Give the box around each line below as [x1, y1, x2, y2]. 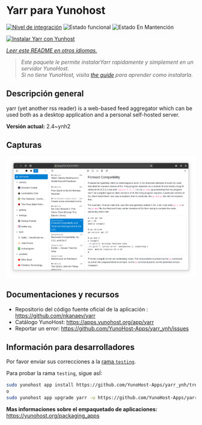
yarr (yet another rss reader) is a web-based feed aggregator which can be [6, 105, 192, 112]
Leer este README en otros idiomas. [6, 46, 97, 54]
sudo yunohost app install [6, 382, 74, 388]
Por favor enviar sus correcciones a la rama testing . [6, 358, 136, 365]
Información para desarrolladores [6, 342, 135, 352]
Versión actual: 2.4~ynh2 [6, 123, 71, 130]
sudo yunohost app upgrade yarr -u [6, 395, 96, 401]
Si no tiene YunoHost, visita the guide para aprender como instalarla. [20, 71, 194, 78]
